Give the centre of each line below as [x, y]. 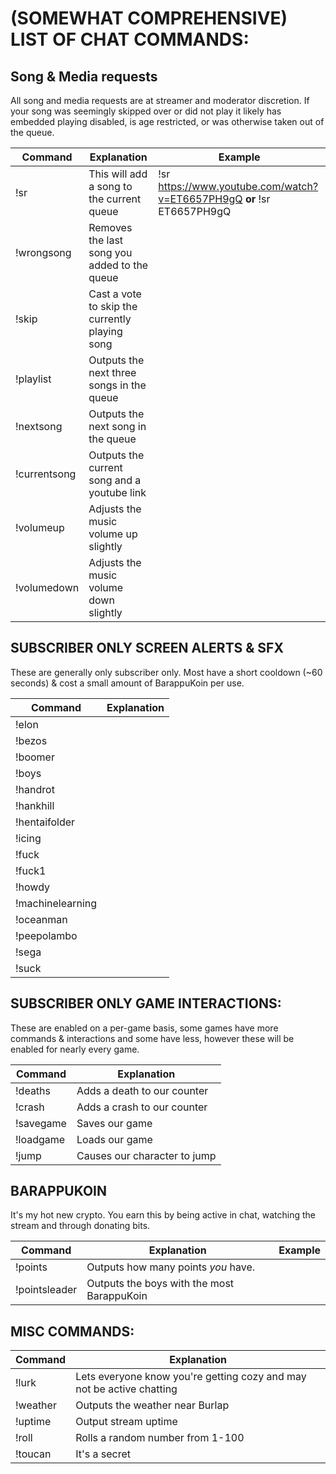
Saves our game [114, 1123]
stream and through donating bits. [80, 1226]
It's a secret [103, 1454]
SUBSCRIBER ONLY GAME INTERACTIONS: [146, 1003]
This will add [118, 174]
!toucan [33, 1454]
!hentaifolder [45, 822]
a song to [110, 186]
